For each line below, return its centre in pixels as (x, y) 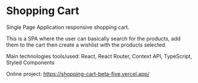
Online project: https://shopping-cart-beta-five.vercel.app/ (78, 74)
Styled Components (31, 62)
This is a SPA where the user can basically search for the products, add (93, 38)
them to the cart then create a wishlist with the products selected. (87, 45)
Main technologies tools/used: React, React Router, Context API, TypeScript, (99, 56)
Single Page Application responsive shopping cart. (68, 27)
